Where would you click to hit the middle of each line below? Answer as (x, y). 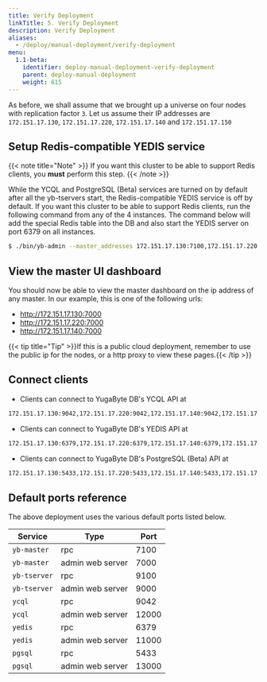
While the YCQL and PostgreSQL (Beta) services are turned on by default (128, 190)
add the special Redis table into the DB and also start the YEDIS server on (128, 223)
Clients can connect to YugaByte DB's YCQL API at (103, 399)
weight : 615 (42, 82)
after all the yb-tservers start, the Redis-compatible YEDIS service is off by (130, 198)
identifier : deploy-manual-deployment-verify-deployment (119, 68)
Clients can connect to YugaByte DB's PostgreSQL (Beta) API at (124, 459)
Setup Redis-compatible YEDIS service (106, 147)
